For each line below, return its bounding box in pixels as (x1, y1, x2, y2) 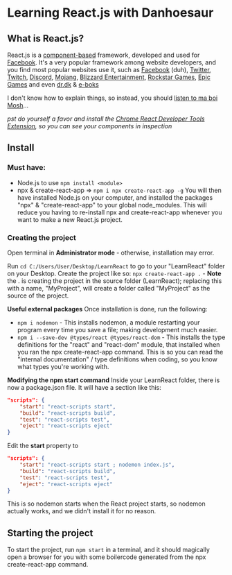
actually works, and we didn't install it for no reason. (7, 507, 157, 515)
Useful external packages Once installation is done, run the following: (7, 304, 208, 313)
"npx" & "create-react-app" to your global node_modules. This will (17, 200, 207, 209)
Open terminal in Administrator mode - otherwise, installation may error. (7, 248, 215, 257)
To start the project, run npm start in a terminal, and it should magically (7, 546, 210, 554)
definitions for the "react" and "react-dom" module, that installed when (17, 340, 220, 348)
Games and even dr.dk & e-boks (7, 80, 99, 88)
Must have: (7, 163, 46, 173)
